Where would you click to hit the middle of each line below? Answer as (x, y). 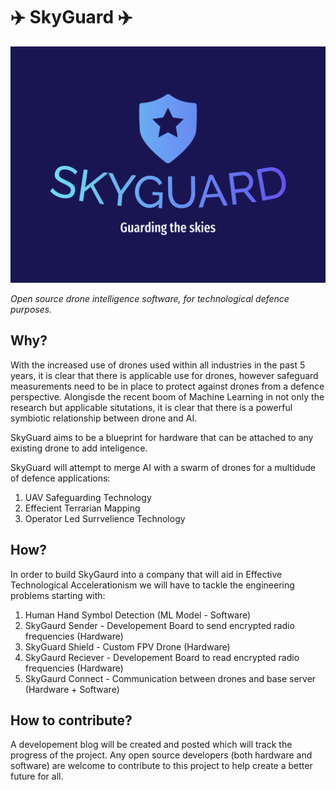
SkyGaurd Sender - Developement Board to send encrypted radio (159, 625)
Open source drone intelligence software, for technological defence (150, 298)
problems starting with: (58, 595)
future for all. (37, 776)
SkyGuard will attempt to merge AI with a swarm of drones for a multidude (163, 467)
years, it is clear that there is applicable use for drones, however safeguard (164, 375)
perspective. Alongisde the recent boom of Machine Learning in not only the (167, 396)
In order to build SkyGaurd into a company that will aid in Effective (146, 574)
